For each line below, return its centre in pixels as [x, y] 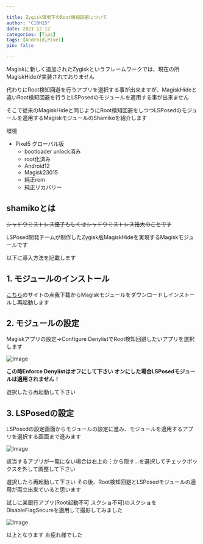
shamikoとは [31, 208]
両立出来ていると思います [49, 490]
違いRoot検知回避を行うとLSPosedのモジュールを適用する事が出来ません [98, 97]
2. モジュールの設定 [43, 324]
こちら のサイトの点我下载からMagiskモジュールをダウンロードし [87, 295]
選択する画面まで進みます [49, 437]
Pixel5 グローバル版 [40, 144]
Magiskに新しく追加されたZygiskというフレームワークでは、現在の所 [93, 69]
